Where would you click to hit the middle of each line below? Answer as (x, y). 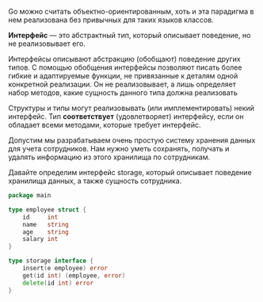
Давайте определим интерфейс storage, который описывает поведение (130, 172)
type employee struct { (48, 209)
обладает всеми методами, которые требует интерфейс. (105, 125)
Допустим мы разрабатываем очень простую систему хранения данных (132, 140)
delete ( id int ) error (58, 283)
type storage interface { (51, 261)
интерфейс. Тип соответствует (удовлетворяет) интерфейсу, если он (126, 117)
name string (46, 224)
